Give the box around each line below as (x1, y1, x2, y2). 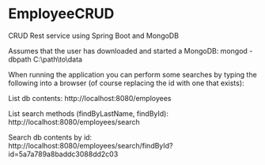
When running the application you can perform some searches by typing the (8, 69, 257, 79)
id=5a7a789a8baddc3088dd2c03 (8, 149, 119, 159)
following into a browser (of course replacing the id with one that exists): (8, 78, 244, 88)
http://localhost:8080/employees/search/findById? (8, 141, 173, 150)
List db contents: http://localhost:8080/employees (8, 93, 172, 103)
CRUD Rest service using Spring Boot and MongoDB (8, 31, 180, 40)
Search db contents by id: (8, 132, 93, 142)
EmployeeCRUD (8, 5, 115, 23)
